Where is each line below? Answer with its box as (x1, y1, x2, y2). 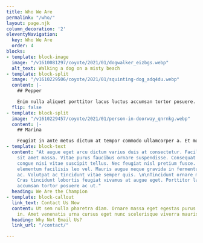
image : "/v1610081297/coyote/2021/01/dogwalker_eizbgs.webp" (11, 59, 169, 65)
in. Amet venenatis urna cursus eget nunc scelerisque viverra (17, 211, 180, 217)
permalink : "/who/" (6, 15, 56, 21)
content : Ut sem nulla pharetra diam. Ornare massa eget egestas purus (11, 205, 196, 211)
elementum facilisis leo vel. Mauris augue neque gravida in (17, 166, 174, 172)
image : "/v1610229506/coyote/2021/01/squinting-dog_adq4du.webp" (11, 76, 180, 82)
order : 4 (11, 43, 34, 49)
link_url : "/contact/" (11, 222, 69, 228)
